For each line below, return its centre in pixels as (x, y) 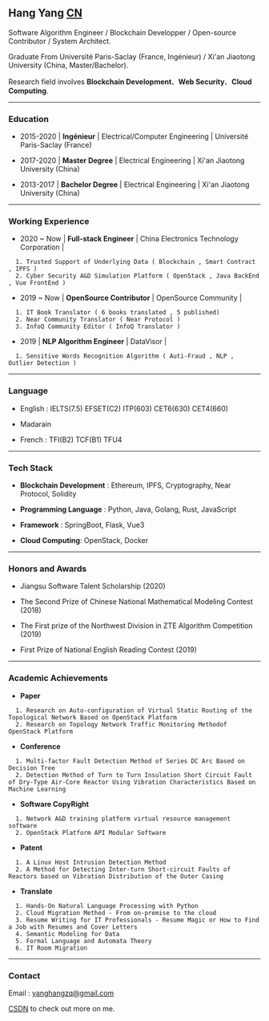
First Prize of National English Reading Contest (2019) (108, 650)
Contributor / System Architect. (60, 41)
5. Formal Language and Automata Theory (84, 941)
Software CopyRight (54, 804)
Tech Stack (31, 468)
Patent (31, 847)
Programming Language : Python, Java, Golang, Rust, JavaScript (128, 509)
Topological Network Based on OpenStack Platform (93, 717)
